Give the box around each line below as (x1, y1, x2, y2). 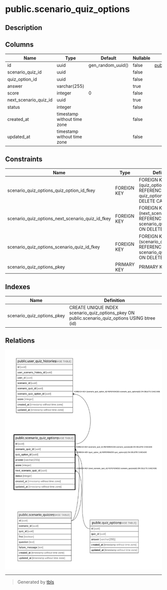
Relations (5, 336, 35, 345)
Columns (5, 40, 34, 48)
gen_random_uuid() (88, 62, 129, 68)
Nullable (132, 55, 151, 61)
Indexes (5, 282, 31, 291)
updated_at (7, 134, 31, 140)
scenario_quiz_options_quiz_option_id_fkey (7, 187, 95, 193)
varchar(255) (57, 83, 84, 89)
